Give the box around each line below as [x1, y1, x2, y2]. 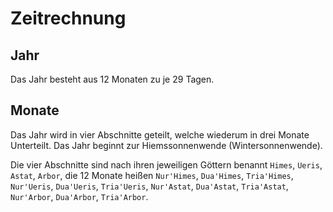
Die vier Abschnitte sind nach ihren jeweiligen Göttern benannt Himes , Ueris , [10, 158, 323, 171]
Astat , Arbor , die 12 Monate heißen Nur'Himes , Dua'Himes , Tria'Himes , [10, 169, 294, 181]
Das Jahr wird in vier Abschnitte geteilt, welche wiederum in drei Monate [10, 128, 310, 141]
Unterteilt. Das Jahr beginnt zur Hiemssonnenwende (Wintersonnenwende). [10, 139, 323, 151]
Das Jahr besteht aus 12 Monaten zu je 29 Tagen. [10, 73, 215, 85]
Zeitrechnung [10, 7, 127, 30]
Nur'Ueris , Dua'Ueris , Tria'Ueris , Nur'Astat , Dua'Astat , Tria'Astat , [10, 180, 289, 192]
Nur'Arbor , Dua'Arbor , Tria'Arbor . [10, 190, 149, 202]
